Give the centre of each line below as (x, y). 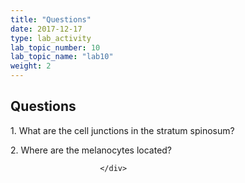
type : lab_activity (51, 38)
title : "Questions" (51, 19)
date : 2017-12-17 (46, 29)
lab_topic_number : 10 (55, 47)
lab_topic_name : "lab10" (62, 57)
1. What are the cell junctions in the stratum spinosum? (122, 130)
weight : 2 (31, 66)
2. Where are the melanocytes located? (91, 150)
